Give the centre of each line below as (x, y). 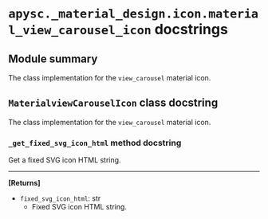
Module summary (53, 59)
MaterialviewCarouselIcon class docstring (113, 103)
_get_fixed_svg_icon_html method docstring (95, 143)
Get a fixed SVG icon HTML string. (65, 160)
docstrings (191, 29)
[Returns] (25, 183)
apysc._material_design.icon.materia (134, 14)
